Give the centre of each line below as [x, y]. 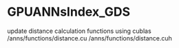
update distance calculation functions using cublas [79, 31]
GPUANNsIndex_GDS [69, 12]
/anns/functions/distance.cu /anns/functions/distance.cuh [89, 38]
